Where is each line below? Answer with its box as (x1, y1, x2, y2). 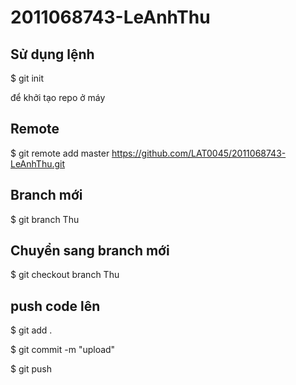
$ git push (10, 363, 52, 375)
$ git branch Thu (10, 213, 80, 225)
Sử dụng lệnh (10, 46, 95, 63)
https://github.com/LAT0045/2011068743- (111, 147, 287, 159)
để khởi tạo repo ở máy (10, 92, 106, 103)
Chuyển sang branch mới (10, 242, 170, 260)
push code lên (10, 297, 101, 315)
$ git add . (10, 324, 53, 336)
